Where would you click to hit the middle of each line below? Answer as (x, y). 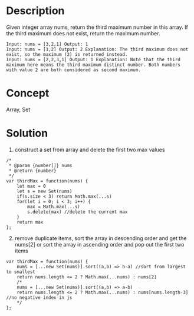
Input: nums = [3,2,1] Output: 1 (47, 44)
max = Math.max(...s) (54, 207)
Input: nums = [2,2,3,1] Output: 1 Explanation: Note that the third (93, 59)
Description (35, 11)
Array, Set (18, 109)
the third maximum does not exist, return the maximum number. (83, 33)
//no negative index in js (39, 297)
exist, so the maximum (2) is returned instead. (67, 54)
